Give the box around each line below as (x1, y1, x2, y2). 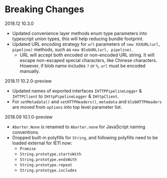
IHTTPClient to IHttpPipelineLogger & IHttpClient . (12, 93, 119, 99)
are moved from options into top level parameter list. (12, 104, 122, 110)
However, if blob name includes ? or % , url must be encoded (19, 63, 146, 69)
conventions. (12, 129, 40, 135)
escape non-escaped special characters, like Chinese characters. (19, 57, 157, 63)
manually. (19, 68, 40, 74)
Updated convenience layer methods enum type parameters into (12, 30, 148, 36)
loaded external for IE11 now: (12, 140, 72, 146)
